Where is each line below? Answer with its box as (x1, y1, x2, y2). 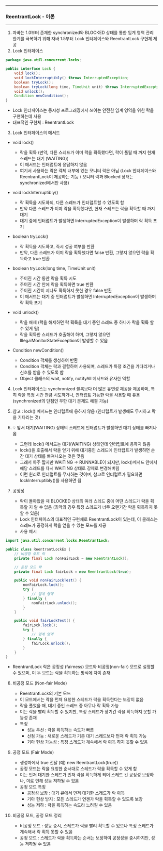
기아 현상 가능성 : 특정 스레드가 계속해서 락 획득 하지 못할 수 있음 (27, 739, 148, 745)
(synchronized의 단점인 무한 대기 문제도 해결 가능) (12, 398, 108, 404)
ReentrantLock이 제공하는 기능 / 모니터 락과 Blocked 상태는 (19, 174, 133, 180)
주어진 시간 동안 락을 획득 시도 (19, 275, 77, 282)
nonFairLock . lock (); (23, 583, 64, 587)
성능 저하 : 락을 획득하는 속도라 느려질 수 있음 (27, 802, 112, 808)
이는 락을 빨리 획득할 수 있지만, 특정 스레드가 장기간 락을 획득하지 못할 (19, 709, 151, 715)
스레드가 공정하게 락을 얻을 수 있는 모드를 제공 (19, 522, 106, 528)
